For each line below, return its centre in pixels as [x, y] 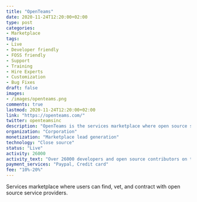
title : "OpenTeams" [30, 11]
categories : [21, 28]
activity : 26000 [26, 153]
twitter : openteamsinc [34, 121]
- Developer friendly [33, 50]
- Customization [26, 77]
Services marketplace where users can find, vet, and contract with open [93, 186]
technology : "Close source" [40, 142]
